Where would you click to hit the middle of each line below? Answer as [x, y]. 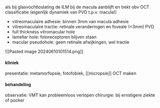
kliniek [12, 62]
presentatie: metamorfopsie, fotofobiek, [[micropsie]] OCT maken [71, 73]
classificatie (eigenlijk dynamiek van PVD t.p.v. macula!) [61, 12]
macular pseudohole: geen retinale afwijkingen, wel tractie [71, 42]
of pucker [15, 100]
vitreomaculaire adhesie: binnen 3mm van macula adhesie [70, 22]
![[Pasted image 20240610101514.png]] [44, 51]
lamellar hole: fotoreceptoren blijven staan [54, 37]
